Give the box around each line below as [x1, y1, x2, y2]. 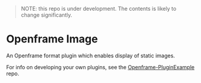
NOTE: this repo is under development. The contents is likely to [20, 5, 176, 12]
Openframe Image [6, 32, 98, 46]
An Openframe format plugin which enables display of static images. [6, 52, 175, 59]
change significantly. [20, 11, 73, 19]
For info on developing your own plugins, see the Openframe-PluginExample [6, 63, 195, 70]
